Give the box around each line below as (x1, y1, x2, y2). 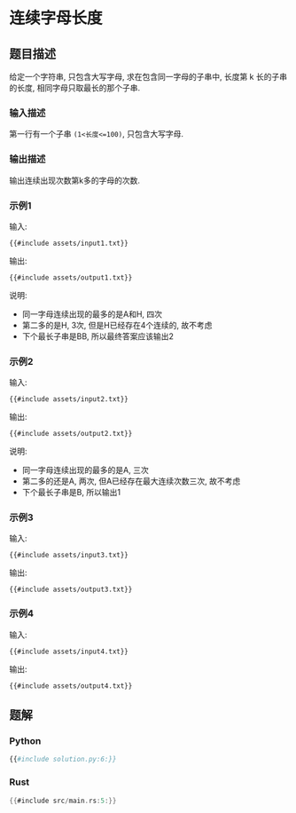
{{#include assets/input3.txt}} (9, 551, 129, 560)
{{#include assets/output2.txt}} (9, 430, 133, 438)
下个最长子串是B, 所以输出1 (21, 487, 121, 498)
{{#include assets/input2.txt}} (9, 395, 129, 404)
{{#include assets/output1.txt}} (9, 272, 133, 282)
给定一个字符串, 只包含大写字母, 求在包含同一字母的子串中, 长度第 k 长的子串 (9, 72, 288, 82)
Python (9, 735, 42, 747)
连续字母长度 (9, 8, 104, 28)
